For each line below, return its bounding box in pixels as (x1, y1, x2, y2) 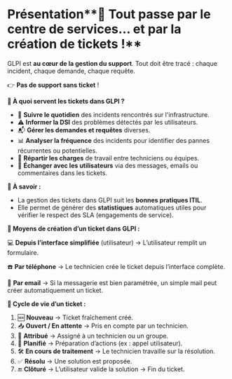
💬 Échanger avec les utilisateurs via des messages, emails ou (17, 161, 198, 170)
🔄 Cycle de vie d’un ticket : (7, 299, 86, 308)
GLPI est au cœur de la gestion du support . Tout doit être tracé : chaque (7, 59, 217, 67)
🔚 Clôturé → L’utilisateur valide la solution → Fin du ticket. (17, 364, 185, 373)
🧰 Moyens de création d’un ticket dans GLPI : (7, 224, 140, 233)
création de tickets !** (7, 36, 142, 52)
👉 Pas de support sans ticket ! (7, 81, 100, 89)
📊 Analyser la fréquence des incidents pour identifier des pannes (17, 136, 210, 144)
